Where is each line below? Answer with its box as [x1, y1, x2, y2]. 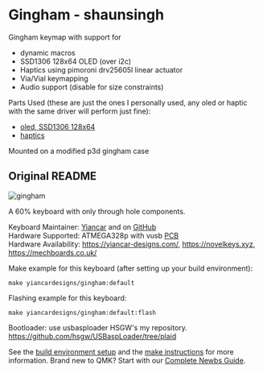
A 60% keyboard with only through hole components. [8, 206, 186, 216]
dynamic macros [19, 48, 76, 57]
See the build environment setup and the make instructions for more [8, 346, 235, 356]
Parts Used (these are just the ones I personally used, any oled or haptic [8, 97, 248, 107]
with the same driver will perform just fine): [8, 106, 151, 116]
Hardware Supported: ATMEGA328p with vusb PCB [8, 230, 179, 240]
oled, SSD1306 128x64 [19, 122, 96, 131]
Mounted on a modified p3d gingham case [8, 146, 150, 155]
